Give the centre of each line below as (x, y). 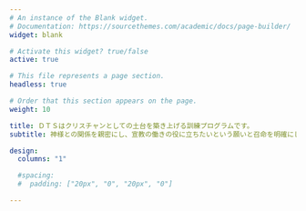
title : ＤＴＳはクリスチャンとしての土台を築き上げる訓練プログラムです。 (132, 126)
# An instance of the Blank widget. (79, 18)
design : (24, 151)
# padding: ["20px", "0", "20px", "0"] (95, 184)
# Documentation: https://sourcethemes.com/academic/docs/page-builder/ (150, 26)
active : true (34, 60)
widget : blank (36, 35)
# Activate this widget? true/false (79, 51)
